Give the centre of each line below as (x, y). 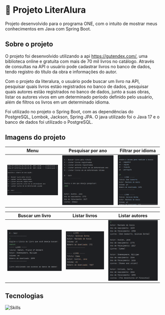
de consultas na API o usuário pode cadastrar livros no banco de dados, (78, 66)
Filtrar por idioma (138, 151)
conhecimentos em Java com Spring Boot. (48, 28)
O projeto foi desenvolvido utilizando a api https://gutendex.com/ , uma (76, 56)
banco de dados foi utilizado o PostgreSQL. (49, 122)
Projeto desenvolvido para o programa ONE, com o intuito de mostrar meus (81, 24)
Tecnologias (24, 296)
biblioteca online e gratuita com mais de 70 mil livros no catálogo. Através (80, 61)
